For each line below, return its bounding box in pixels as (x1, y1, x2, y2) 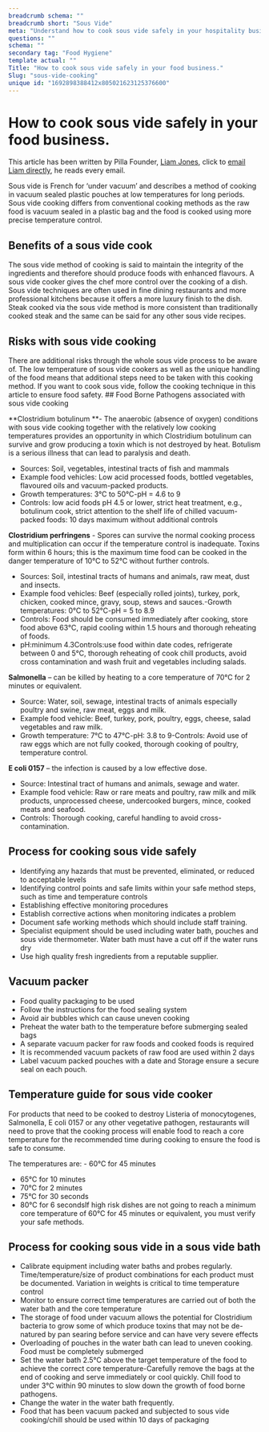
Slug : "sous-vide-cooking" (8, 71, 98, 80)
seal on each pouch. (19, 1064, 88, 1074)
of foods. (19, 631, 50, 641)
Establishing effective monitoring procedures (19, 900, 169, 910)
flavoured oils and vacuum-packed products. (19, 481, 169, 491)
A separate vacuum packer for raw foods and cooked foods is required (19, 1038, 255, 1048)
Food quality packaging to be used (19, 996, 134, 1006)
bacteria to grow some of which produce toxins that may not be (19, 1321, 230, 1331)
